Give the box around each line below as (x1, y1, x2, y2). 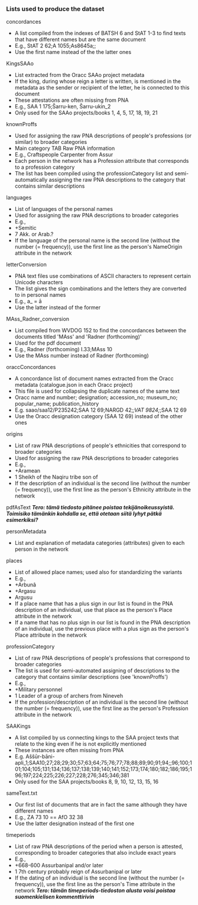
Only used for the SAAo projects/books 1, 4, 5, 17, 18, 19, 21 (14, 109, 158, 117)
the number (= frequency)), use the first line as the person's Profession (14, 705, 189, 712)
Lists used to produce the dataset (6, 5, 105, 13)
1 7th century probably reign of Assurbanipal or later (14, 868, 142, 875)
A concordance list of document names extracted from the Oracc (14, 375, 174, 382)
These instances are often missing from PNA (14, 747, 124, 754)
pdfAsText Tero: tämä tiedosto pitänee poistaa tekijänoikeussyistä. (6, 504, 174, 511)
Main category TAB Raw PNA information (14, 145, 115, 152)
